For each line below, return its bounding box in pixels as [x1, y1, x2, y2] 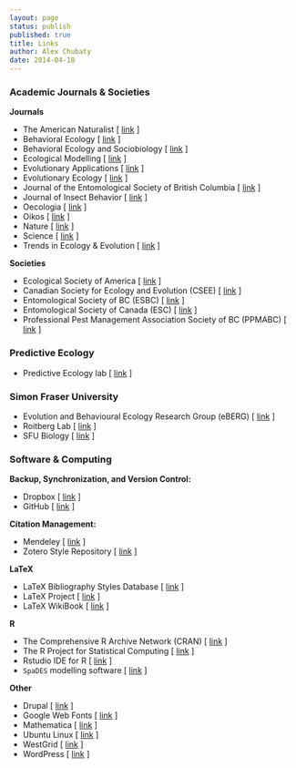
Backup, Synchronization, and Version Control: [9, 474, 191, 485]
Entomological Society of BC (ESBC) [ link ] [22, 295, 185, 306]
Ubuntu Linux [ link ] [22, 730, 99, 741]
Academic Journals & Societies [9, 86, 150, 98]
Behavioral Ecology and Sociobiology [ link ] [22, 143, 189, 155]
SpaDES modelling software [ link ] [22, 665, 148, 676]
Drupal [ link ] [22, 701, 75, 712]
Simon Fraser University [9, 390, 119, 403]
